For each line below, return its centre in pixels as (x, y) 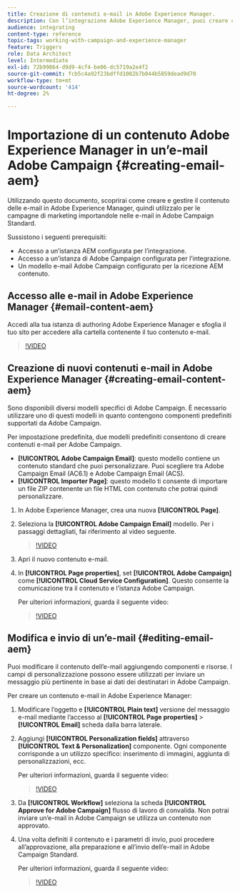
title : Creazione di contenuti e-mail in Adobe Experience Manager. (111, 14)
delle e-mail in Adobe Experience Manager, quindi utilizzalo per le (104, 208)
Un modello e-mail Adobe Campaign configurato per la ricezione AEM (120, 266)
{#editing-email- (176, 639)
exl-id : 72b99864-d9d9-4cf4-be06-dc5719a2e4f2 (78, 67)
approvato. (34, 825)
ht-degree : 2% (29, 94)
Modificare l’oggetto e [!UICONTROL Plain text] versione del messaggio (124, 709)
